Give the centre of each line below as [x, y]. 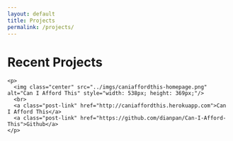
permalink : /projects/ [41, 27]
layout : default [31, 14]
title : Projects [31, 21]
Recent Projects [55, 62]
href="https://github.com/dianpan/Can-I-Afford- [153, 118]
